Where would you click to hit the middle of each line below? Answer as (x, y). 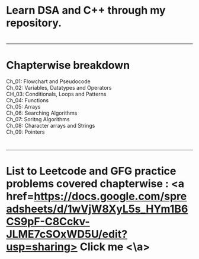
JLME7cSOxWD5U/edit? (67, 234)
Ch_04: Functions (28, 100)
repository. (34, 23)
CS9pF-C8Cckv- (48, 221)
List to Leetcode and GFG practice (91, 171)
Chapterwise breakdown (68, 65)
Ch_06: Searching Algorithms (42, 113)
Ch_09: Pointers (25, 132)
